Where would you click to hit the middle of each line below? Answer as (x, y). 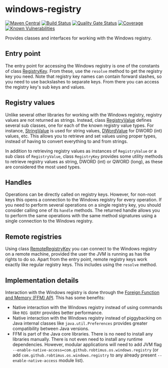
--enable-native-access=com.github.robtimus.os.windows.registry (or (85, 350)
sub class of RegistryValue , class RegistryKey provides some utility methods (84, 156)
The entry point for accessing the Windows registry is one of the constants (82, 65)
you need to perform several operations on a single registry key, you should (83, 205)
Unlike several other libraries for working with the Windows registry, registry (84, 115)
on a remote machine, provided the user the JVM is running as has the (78, 254)
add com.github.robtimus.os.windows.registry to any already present (84, 355)
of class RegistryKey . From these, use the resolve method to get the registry (84, 71)
